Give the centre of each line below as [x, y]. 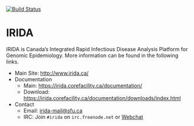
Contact [24, 104]
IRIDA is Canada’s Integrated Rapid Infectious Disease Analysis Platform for [97, 49]
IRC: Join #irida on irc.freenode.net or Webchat [83, 117]
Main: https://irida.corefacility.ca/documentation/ [83, 85]
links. [13, 61]
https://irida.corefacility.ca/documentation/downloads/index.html [102, 98]
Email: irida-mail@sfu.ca [53, 110]
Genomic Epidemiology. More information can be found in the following [92, 55]
